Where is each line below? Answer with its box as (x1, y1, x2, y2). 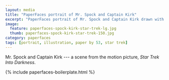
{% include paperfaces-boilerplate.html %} (5, 69, 95, 75)
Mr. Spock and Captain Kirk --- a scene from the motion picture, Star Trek (5, 54, 159, 60)
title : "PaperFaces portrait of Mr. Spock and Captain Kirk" (5, 12, 137, 17)
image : (5, 21, 19, 27)
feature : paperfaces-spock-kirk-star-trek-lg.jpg (10, 26, 116, 31)
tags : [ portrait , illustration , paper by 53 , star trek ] (5, 40, 128, 45)
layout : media (5, 7, 35, 13)
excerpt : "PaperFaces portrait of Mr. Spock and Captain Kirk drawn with (5, 17, 164, 22)
